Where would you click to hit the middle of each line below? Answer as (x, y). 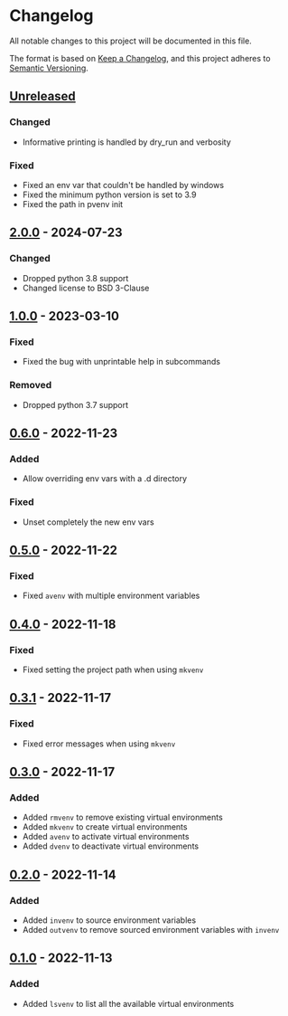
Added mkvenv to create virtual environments (105, 827)
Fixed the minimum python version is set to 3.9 (109, 195)
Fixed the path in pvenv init (73, 204)
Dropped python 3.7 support (75, 404)
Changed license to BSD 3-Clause (86, 288)
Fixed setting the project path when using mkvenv (113, 669)
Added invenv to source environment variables (109, 920)
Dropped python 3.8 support (75, 278)
